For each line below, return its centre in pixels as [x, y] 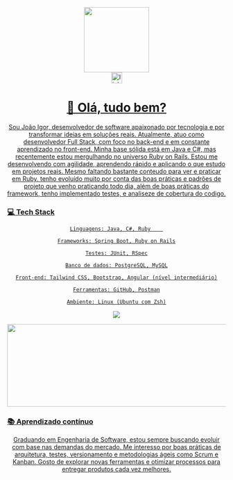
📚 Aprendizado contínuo [50, 422]
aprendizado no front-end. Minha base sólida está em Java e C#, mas [116, 149]
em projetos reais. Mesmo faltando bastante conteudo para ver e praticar [116, 171]
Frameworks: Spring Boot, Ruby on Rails [116, 241]
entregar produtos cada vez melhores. [116, 469]
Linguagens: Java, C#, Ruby [110, 229]
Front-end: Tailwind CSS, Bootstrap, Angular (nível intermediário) [116, 278]
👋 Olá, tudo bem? [116, 108]
